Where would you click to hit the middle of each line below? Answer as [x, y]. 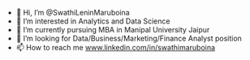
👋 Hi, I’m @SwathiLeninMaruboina [73, 13]
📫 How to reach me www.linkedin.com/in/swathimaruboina [116, 47]
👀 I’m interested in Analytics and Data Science [93, 21]
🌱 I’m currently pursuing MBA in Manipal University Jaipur [113, 30]
